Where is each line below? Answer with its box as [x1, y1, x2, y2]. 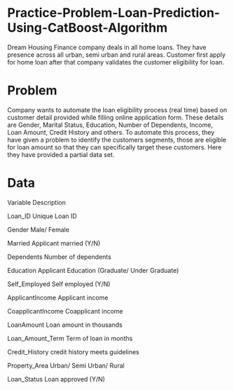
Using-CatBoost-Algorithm [7, 20, 168, 36]
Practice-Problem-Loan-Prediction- [7, 5, 221, 21]
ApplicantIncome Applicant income [7, 293, 109, 302]
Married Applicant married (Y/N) [7, 238, 101, 247]
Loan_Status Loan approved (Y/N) [7, 375, 105, 383]
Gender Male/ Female [7, 225, 70, 234]
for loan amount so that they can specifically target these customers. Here [7, 142, 222, 152]
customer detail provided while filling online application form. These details [7, 113, 224, 121]
